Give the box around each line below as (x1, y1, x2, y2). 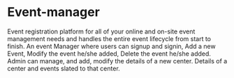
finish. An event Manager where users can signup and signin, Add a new (7, 42, 216, 50)
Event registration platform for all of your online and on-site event (7, 27, 196, 36)
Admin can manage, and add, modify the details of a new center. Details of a (7, 56, 228, 65)
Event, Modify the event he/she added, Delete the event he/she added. (7, 49, 212, 58)
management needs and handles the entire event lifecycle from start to (7, 34, 212, 42)
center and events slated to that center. (7, 64, 120, 72)
